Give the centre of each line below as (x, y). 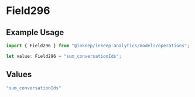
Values (19, 75)
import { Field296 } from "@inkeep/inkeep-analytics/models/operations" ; (98, 46)
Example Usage (35, 32)
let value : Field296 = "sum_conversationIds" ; (64, 56)
